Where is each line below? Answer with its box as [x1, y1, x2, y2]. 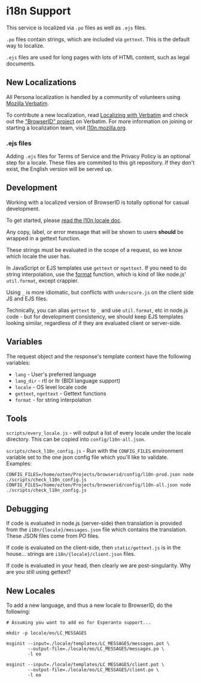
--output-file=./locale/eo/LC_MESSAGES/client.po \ [28, 667, 160, 673]
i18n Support [6, 4, 71, 18]
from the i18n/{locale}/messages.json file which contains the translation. [6, 526, 187, 533]
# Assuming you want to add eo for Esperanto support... [6, 619, 151, 626]
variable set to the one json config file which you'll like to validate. [6, 454, 169, 461]
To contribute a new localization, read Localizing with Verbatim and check [6, 111, 188, 118]
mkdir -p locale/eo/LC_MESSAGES [6, 630, 87, 636]
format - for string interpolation [14, 396, 92, 403]
